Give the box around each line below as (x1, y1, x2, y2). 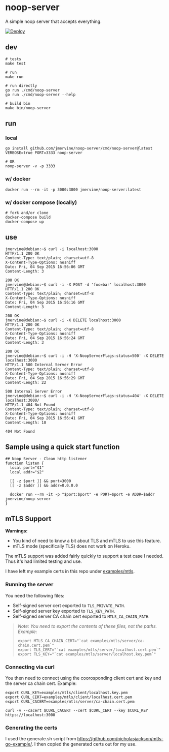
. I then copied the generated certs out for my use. (31, 741, 137, 747)
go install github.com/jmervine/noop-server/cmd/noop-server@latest (5, 146, 153, 151)
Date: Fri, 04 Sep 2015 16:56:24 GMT (5, 335, 85, 341)
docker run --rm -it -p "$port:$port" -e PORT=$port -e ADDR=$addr (10, 492, 155, 497)
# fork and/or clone (5, 210, 49, 216)
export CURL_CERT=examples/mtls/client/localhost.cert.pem (5, 695, 133, 700)
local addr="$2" (10, 469, 44, 474)
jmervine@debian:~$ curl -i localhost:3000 (5, 246, 99, 252)
